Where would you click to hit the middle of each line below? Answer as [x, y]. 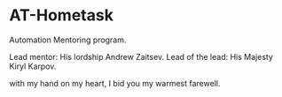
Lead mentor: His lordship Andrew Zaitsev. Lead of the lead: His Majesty [141, 56]
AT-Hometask [61, 15]
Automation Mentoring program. [68, 40]
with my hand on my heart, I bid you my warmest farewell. [115, 83]
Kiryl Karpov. [33, 66]
